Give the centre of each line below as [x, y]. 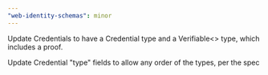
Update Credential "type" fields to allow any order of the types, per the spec [134, 62]
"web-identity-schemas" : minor [60, 16]
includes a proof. [35, 47]
